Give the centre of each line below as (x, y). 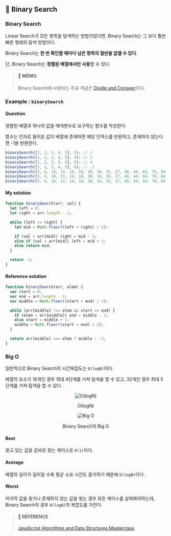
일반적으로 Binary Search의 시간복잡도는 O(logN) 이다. (59, 368)
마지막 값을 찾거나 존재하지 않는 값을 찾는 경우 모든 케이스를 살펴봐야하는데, (80, 498)
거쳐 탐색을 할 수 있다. (41, 386)
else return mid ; (33, 246)
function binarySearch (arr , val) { (43, 204)
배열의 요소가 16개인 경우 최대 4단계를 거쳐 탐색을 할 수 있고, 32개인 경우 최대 (82, 379)
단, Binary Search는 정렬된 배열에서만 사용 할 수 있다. (58, 64)
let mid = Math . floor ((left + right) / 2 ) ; (62, 227)
